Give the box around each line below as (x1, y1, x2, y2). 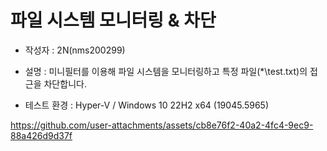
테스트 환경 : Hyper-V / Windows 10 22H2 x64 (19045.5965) (24, 99, 270, 111)
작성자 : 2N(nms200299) (24, 44, 126, 56)
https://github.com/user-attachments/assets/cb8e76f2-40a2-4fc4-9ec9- (10, 119, 314, 131)
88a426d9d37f (10, 129, 73, 141)
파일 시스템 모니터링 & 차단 (10, 9, 217, 32)
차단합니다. (43, 77, 87, 90)
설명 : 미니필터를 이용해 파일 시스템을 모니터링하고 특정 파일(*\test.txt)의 (24, 65, 308, 77)
